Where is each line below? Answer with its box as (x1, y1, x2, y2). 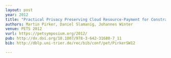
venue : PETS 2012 (5, 26, 42, 32)
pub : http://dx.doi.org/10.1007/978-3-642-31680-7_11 (5, 36, 122, 41)
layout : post (5, 7, 33, 13)
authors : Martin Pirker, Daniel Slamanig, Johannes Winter (5, 21, 133, 27)
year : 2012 (5, 12, 28, 17)
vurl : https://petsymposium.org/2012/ (5, 31, 88, 36)
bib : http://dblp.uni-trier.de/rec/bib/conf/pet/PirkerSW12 (5, 41, 136, 46)
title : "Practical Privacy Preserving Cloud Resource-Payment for (5, 17, 149, 22)
